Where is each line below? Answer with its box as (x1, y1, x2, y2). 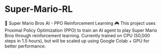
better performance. (4, 43, 46, 49)
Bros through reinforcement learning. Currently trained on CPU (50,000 (4, 32, 150, 38)
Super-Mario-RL (4, 3, 73, 15)
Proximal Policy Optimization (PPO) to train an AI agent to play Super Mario (4, 27, 157, 33)
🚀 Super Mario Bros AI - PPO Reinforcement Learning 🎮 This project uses (4, 20, 156, 26)
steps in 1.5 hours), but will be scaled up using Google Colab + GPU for (4, 38, 150, 44)
